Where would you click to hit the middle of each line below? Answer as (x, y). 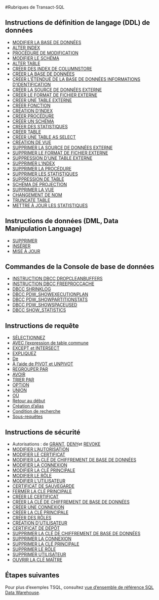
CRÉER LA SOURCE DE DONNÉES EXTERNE (57, 90)
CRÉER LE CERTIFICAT (36, 497)
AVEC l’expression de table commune (50, 343)
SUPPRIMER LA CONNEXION (42, 539)
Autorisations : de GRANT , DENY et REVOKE (56, 444)
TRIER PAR (23, 380)
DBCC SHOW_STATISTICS (39, 310)
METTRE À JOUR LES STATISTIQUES (50, 205)
